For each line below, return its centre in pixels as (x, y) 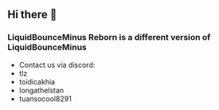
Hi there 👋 (32, 15)
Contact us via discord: (57, 65)
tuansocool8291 (45, 98)
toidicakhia (37, 81)
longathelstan (41, 90)
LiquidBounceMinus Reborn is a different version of (109, 37)
